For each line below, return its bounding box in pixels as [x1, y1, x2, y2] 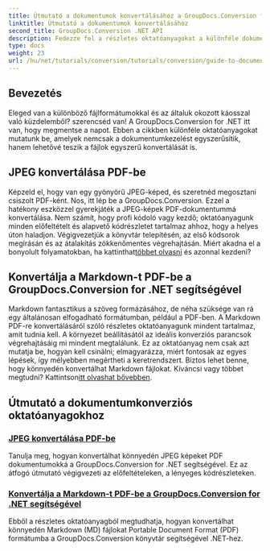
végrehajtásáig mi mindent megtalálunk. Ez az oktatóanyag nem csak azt [8, 338, 250, 348]
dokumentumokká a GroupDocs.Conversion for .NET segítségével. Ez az [8, 460, 248, 469]
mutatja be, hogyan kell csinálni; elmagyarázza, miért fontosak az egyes [8, 347, 247, 357]
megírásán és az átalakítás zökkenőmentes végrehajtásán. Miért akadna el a [8, 238, 261, 248]
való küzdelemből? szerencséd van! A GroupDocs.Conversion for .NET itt [8, 116, 251, 126]
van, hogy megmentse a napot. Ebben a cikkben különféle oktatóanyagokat [8, 125, 259, 135]
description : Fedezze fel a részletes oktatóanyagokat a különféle [8, 34, 239, 43]
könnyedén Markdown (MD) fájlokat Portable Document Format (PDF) [8, 525, 239, 535]
